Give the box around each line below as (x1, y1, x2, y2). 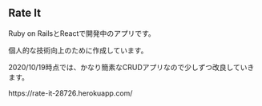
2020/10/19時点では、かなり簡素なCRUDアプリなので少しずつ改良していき (8, 62, 255, 72)
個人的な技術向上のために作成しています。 (8, 45, 148, 55)
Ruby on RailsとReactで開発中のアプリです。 (8, 28, 156, 38)
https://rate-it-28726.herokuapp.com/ (8, 88, 133, 98)
